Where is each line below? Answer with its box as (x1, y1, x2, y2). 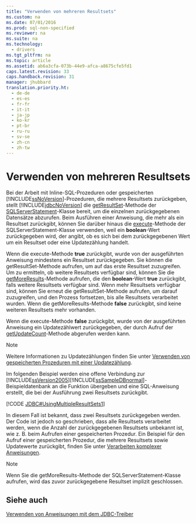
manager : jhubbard (6, 80, 51, 86)
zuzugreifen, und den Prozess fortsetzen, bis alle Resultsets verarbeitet (6, 294, 178, 301)
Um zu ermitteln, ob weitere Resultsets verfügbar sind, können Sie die (6, 269, 175, 276)
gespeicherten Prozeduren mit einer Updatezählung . (6, 359, 133, 366)
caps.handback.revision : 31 (6, 74, 75, 80)
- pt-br (11, 123, 30, 129)
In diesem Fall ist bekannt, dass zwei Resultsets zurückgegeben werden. (6, 412, 181, 419)
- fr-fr (11, 101, 30, 107)
